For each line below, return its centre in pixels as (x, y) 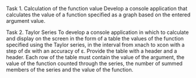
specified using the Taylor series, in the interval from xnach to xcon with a (95, 45)
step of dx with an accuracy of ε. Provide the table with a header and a (92, 51)
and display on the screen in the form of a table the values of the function (95, 38)
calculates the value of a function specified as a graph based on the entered (98, 15)
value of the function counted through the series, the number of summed (94, 63)
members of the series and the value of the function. (70, 69)
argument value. (26, 21)
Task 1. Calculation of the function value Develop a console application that (97, 9)
